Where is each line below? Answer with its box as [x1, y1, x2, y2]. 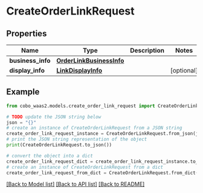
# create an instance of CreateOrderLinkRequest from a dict [6, 164, 164, 170]
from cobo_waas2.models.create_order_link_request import [6, 103, 155, 109]
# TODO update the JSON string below [6, 114, 101, 120]
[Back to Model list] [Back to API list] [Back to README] [6, 180, 145, 188]
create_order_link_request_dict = [6, 159, 94, 165]
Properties [6, 28, 47, 39]
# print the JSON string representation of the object [6, 136, 147, 143]
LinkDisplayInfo [56, 67, 103, 74]
